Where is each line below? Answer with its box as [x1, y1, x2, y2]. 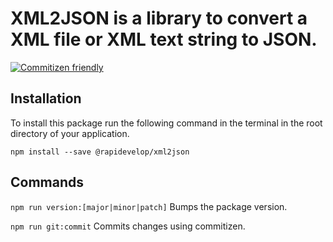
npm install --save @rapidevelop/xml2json [10, 147, 190, 157]
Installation [10, 90, 82, 107]
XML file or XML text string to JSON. [10, 28, 318, 51]
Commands [10, 174, 85, 191]
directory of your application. [10, 127, 130, 139]
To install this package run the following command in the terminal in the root [10, 117, 323, 129]
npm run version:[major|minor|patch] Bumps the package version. [10, 200, 288, 212]
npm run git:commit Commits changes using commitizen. [10, 220, 246, 232]
